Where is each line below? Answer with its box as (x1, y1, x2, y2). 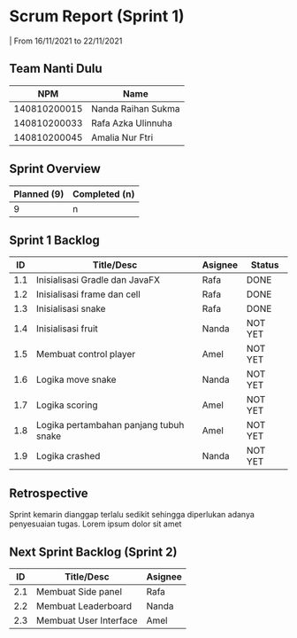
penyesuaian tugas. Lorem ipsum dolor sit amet (9, 518, 182, 529)
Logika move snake (36, 374, 117, 386)
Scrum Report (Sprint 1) (9, 6, 185, 27)
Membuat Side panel (36, 586, 122, 597)
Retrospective (9, 486, 88, 501)
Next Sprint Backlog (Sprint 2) (9, 544, 178, 559)
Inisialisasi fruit (36, 323, 99, 335)
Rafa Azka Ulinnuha (91, 117, 173, 129)
